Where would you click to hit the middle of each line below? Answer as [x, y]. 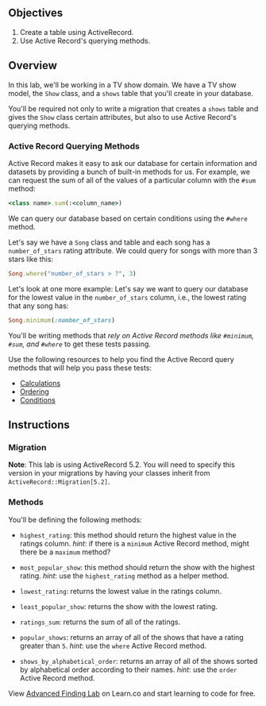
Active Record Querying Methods [74, 146]
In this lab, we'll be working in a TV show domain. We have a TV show [122, 85]
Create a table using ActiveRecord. [77, 32]
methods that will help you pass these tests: [80, 368]
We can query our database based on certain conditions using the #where [128, 218]
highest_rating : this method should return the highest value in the [128, 534]
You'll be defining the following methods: [75, 519]
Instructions [39, 424]
